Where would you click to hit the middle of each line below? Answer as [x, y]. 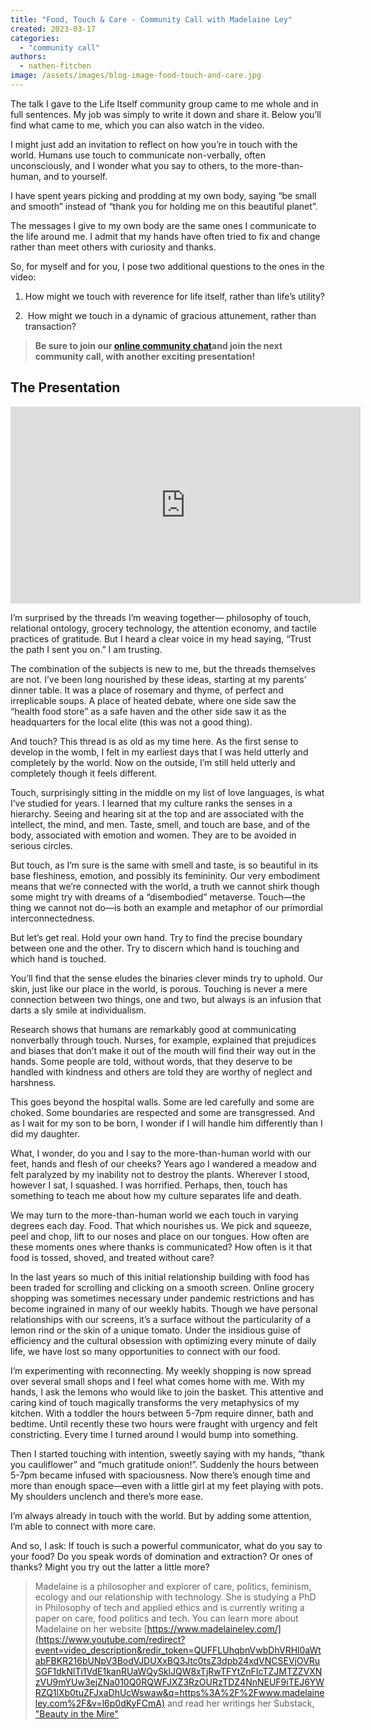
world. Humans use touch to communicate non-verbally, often [138, 155]
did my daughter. [45, 1133]
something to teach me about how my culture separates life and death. [156, 1195]
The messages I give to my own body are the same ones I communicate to [163, 225]
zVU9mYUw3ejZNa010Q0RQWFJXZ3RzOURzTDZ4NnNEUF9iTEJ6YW [179, 1682]
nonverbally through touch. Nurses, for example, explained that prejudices [163, 1040]
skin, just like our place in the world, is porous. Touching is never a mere [159, 988]
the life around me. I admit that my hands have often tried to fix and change [165, 236]
